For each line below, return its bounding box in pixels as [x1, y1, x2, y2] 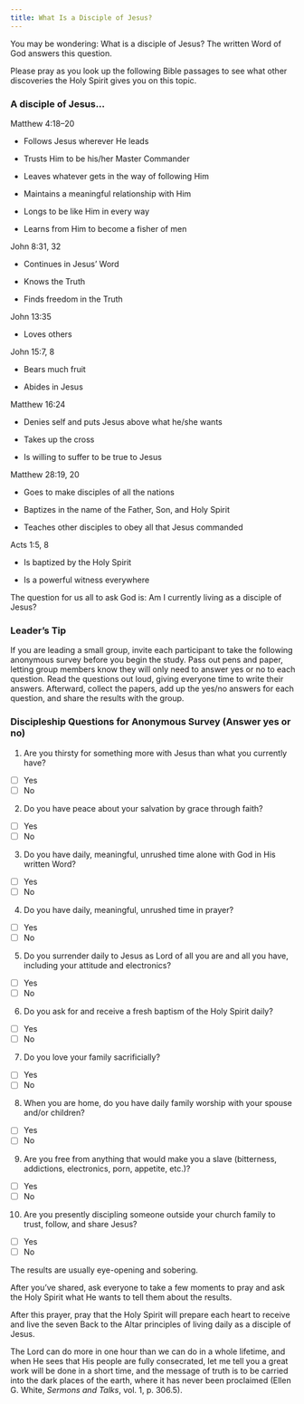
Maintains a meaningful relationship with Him [23, 188, 192, 199]
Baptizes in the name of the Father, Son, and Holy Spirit [23, 504, 230, 514]
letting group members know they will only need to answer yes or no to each [10, 664, 296, 675]
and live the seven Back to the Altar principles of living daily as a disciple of [10, 1319, 291, 1330]
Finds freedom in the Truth [23, 293, 123, 304]
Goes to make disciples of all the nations [23, 486, 175, 497]
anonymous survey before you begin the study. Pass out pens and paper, [10, 654, 283, 666]
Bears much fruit [23, 363, 87, 374]
